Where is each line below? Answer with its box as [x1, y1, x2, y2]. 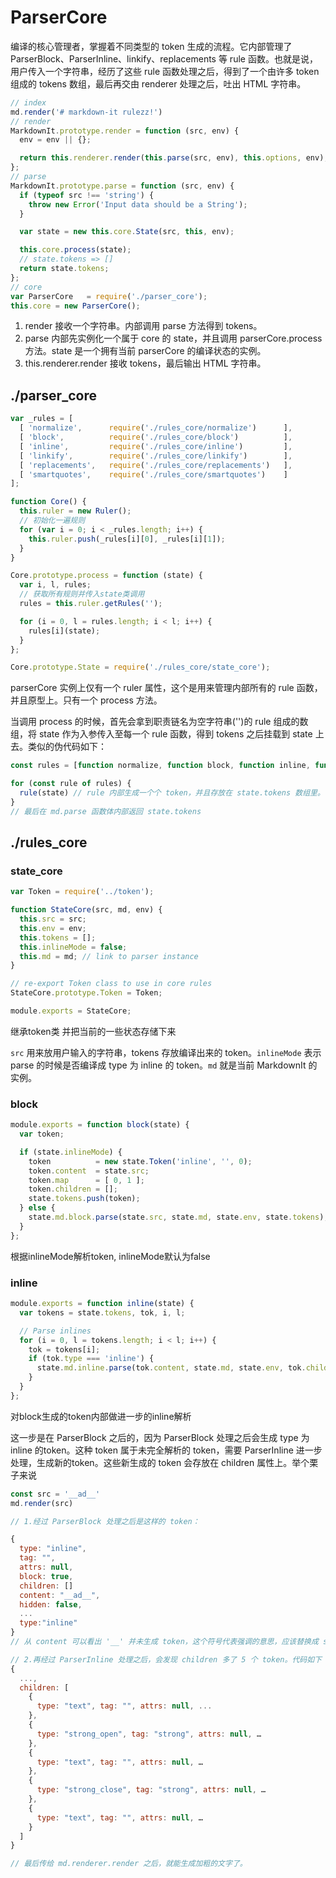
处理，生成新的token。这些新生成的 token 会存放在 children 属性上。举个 [10, 1456, 310, 1468]
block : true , [19, 1571, 74, 1581]
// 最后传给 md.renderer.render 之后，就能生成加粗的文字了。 [10, 1859, 248, 1869]
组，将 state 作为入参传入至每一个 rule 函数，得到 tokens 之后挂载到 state [10, 728, 313, 740]
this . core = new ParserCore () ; [10, 301, 141, 311]
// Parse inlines [19, 1326, 92, 1336]
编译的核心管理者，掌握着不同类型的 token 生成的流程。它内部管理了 [10, 40, 293, 52]
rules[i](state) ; [28, 626, 101, 636]
